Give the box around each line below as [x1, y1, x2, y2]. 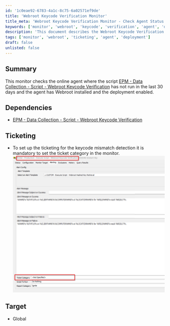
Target [5, 302, 27, 311]
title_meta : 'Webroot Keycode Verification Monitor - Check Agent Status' [5, 19, 166, 24]
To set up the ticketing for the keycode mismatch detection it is [12, 145, 144, 151]
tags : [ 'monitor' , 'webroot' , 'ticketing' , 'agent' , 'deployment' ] [5, 35, 151, 40]
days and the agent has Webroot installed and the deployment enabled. [5, 89, 154, 95]
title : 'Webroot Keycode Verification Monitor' [5, 13, 108, 19]
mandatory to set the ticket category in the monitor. [12, 150, 120, 156]
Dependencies [5, 103, 52, 112]
